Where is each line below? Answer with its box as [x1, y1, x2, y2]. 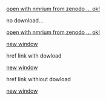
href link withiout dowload [6, 76, 71, 82]
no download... [6, 17, 44, 24]
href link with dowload [6, 52, 62, 59]
